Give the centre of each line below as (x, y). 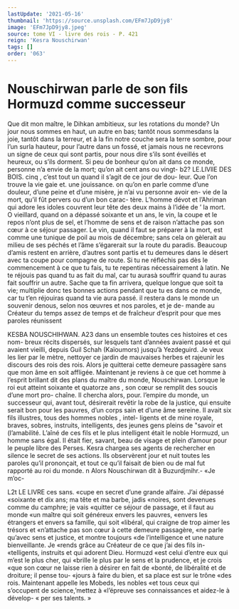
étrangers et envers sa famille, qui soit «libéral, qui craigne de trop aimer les (119, 522)
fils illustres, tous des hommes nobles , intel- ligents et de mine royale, (110, 417)
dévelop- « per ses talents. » (49, 598)
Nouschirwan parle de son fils (98, 89)
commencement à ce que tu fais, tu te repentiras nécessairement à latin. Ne (118, 267)
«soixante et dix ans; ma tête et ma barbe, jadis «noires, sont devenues (112, 499)
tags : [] (20, 47)
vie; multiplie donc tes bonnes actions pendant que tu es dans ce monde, (115, 290)
